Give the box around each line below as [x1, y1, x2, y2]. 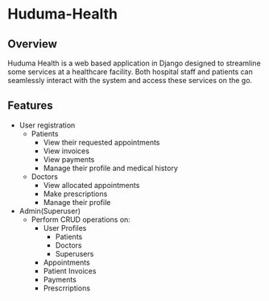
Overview [7, 37, 58, 51]
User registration [19, 120, 76, 130]
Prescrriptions [43, 283, 90, 293]
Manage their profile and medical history [43, 163, 179, 173]
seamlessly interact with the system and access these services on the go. [7, 76, 253, 85]
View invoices [43, 146, 90, 156]
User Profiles [43, 223, 87, 232]
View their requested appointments [43, 137, 160, 147]
